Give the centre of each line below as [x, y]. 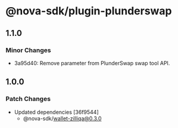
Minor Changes [28, 50]
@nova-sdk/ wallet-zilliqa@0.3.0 [62, 118]
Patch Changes [28, 99]
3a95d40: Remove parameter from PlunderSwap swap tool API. [92, 63]
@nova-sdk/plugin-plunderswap [89, 11]
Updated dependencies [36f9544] [56, 112]
